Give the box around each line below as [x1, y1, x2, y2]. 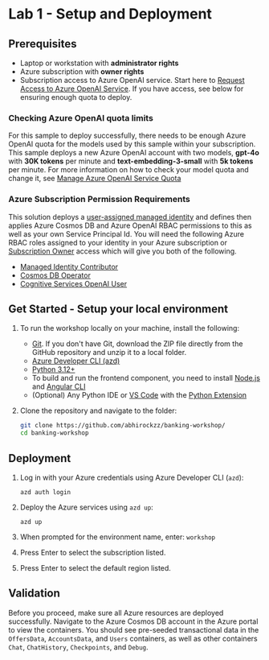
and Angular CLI [31, 382, 86, 391]
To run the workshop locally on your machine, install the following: [19, 324, 239, 333]
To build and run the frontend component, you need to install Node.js [31, 373, 261, 383]
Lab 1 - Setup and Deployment [8, 5, 213, 23]
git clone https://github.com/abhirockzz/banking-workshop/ [19, 422, 226, 430]
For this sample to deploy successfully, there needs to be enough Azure [8, 130, 247, 141]
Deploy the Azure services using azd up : [19, 502, 154, 512]
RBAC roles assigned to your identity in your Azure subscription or [8, 237, 227, 247]
